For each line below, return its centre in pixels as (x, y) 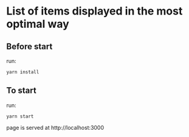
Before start (29, 46)
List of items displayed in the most (94, 11)
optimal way (38, 24)
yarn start (20, 116)
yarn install (23, 72)
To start (21, 91)
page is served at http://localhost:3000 (55, 127)
